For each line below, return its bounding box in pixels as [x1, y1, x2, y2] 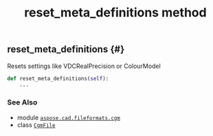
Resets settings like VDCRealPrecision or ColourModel [7, 62, 161, 70]
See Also [7, 98, 38, 107]
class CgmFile [16, 120, 56, 128]
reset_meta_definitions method [23, 5, 208, 21]
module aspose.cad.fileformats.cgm [16, 113, 120, 122]
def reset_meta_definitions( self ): [7, 75, 109, 82]
